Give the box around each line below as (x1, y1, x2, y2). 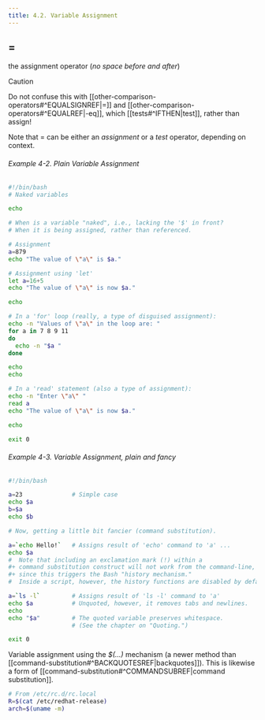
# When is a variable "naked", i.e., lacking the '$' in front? (8, 219, 224, 227)
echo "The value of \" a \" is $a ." (8, 255, 122, 263)
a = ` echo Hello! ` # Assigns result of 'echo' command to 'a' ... (8, 541, 231, 549)
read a (8, 399, 30, 407)
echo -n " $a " (15, 342, 62, 350)
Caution (8, 76, 34, 87)
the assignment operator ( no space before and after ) (8, 61, 181, 71)
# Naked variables (8, 191, 69, 199)
